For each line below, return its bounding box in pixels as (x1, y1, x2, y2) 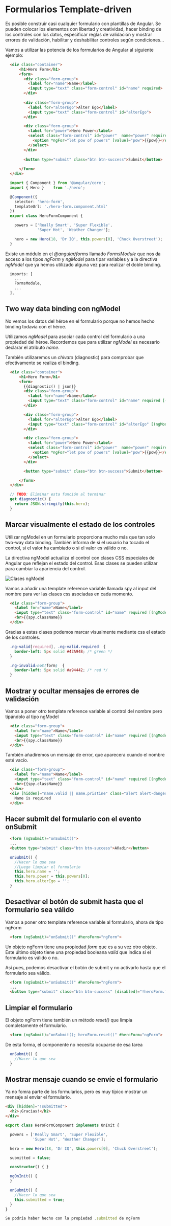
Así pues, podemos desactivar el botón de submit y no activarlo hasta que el (5, 964, 166, 970)
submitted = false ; (10, 1155, 51, 1161)
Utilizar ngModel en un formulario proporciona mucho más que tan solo (5, 533, 155, 540)
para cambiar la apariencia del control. (5, 565, 87, 571)
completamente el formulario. (5, 1022, 67, 1029)
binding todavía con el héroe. (5, 323, 67, 329)
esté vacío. (5, 757, 28, 763)
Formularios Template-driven (5, 4, 132, 15)
